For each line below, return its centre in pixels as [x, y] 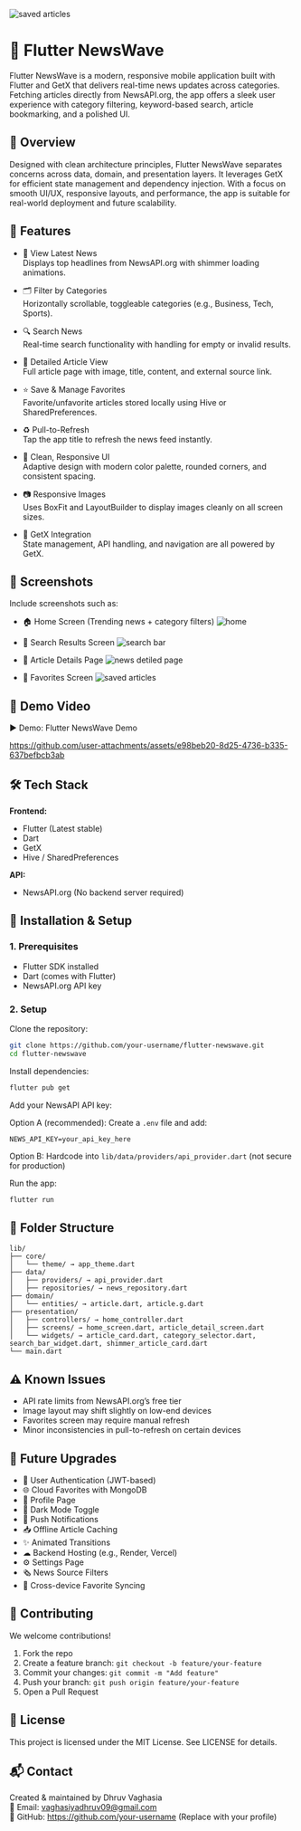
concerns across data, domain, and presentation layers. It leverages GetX [146, 174]
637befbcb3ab [37, 755]
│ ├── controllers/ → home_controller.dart [96, 1320]
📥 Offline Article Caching [70, 1529]
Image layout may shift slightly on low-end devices [117, 1411]
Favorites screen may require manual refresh [106, 1420]
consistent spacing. [59, 476]
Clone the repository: [49, 1028]
